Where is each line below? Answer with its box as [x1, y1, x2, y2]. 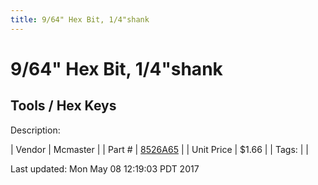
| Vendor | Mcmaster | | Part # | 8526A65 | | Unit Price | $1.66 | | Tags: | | [10, 143, 310, 155]
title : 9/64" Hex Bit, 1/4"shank [10, 14, 150, 25]
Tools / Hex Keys [10, 97, 117, 115]
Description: [10, 124, 61, 136]
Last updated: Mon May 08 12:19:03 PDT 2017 [10, 162, 200, 175]
